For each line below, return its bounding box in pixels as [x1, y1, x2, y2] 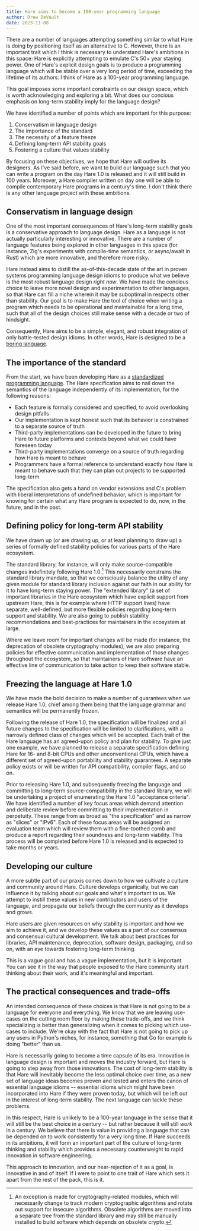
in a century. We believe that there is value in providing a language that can [6, 1126, 190, 1134]
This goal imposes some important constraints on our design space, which [6, 86, 188, 93]
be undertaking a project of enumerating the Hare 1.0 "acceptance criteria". [6, 794, 191, 801]
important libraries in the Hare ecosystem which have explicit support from [6, 593, 188, 600]
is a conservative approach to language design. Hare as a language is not [6, 229, 185, 236]
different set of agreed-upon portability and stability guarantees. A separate [6, 757, 191, 764]
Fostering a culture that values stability [14, 146, 110, 153]
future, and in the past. [6, 503, 62, 511]
